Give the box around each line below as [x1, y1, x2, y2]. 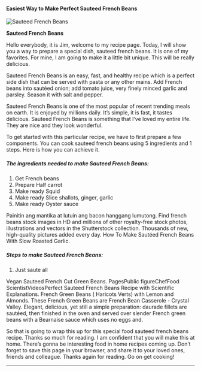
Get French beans [14, 175, 59, 182]
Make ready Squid [14, 187, 60, 195]
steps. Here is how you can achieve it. [6, 146, 100, 153]
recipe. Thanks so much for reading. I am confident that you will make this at [6, 334, 195, 341]
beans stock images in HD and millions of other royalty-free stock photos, [6, 219, 188, 226]
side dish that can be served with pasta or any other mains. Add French [6, 78, 182, 86]
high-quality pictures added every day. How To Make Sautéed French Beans [6, 231, 194, 238]
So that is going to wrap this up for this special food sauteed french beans [6, 328, 189, 335]
